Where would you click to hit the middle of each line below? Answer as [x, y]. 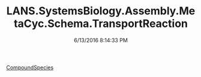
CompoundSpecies [30, 67]
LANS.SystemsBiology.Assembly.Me [101, 11]
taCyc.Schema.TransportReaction [101, 24]
